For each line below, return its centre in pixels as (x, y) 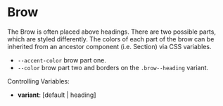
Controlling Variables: (38, 81)
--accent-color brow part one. (62, 60)
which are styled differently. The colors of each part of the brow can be (111, 39)
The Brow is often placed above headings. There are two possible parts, (112, 32)
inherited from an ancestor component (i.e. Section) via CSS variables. (110, 46)
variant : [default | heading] (57, 95)
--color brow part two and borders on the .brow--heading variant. (113, 67)
